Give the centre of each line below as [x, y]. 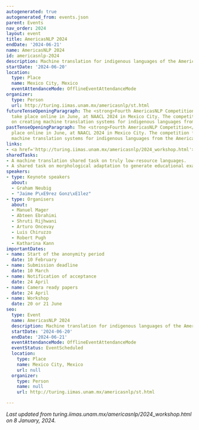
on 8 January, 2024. [31, 421]
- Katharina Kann [33, 243]
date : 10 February [34, 260]
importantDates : [26, 249]
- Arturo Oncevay [33, 227]
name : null [30, 387]
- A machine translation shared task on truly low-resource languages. [96, 161]
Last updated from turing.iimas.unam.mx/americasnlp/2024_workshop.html [99, 414]
